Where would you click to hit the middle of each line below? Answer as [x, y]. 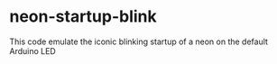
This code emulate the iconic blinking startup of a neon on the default [139, 41]
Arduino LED [32, 50]
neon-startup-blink [83, 17]
